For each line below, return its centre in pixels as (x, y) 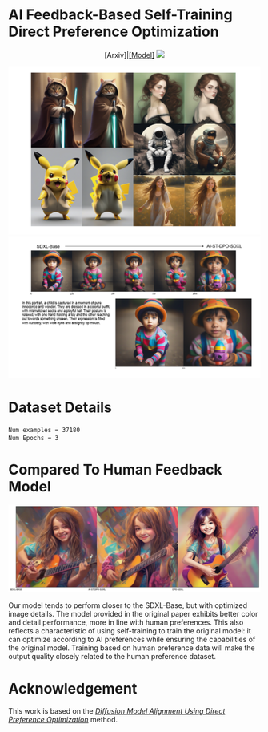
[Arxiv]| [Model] (129, 55)
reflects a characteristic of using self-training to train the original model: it (130, 631)
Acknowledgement (73, 689)
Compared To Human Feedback (115, 470)
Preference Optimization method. (63, 720)
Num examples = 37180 (44, 431)
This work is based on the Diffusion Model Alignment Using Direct (117, 711)
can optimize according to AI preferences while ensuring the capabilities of (132, 640)
